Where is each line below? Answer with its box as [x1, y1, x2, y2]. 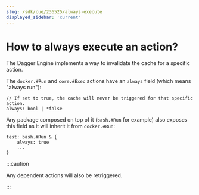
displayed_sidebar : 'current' [6, 14, 82, 20]
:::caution [6, 160, 30, 168]
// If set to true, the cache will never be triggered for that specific [6, 95, 194, 101]
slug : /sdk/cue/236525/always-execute [6, 8, 102, 15]
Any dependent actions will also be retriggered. [6, 172, 123, 179]
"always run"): [6, 84, 42, 91]
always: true [17, 140, 49, 146]
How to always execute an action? [6, 40, 179, 54]
